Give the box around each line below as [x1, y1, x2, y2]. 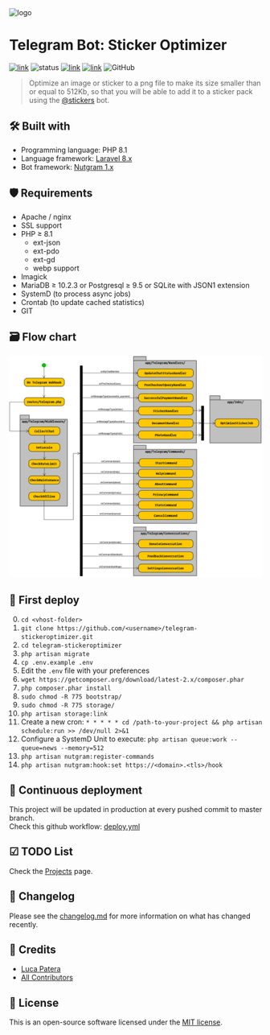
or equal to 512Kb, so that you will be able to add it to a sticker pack [28, 86, 253, 96]
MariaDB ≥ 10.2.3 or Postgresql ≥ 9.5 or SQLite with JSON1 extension [20, 280, 250, 290]
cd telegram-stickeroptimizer [20, 641, 123, 650]
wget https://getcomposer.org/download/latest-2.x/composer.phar [20, 676, 244, 684]
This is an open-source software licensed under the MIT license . [9, 1017, 223, 1027]
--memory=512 [60, 744, 104, 753]
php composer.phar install [20, 684, 112, 693]
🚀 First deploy [9, 593, 80, 607]
